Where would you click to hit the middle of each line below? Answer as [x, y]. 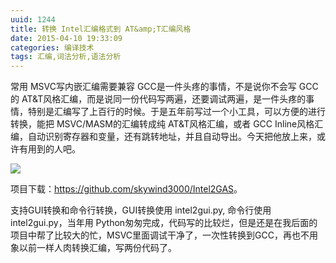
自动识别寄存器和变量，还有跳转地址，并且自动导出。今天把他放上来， [172, 137]
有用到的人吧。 [49, 149]
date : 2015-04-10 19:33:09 [66, 38]
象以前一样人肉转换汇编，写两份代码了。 [93, 248]
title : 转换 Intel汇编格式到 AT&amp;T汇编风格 [101, 29]
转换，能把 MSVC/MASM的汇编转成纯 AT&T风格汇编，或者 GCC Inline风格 [162, 124]
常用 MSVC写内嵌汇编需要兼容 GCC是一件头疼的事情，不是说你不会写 [153, 87]
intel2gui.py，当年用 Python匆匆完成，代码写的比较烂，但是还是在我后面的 [164, 223]
